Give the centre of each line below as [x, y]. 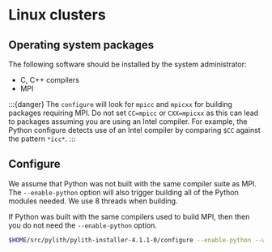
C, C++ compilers [49, 80]
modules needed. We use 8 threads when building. [93, 201]
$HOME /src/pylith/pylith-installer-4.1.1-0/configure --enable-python [130, 240]
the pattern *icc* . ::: [42, 139]
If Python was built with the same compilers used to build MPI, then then [129, 216]
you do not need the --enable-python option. [83, 225]
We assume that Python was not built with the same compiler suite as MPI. [133, 183]
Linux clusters [57, 15]
